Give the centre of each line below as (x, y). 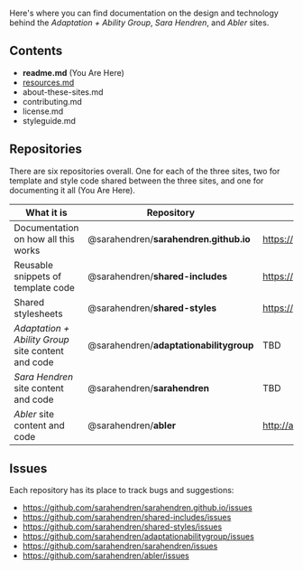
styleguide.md (49, 120)
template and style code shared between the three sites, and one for (137, 181)
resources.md (48, 82)
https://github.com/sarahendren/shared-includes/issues (127, 518)
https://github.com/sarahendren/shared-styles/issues (122, 527)
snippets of (38, 276)
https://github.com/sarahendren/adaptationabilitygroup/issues (138, 537)
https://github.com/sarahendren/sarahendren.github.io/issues (137, 508)
